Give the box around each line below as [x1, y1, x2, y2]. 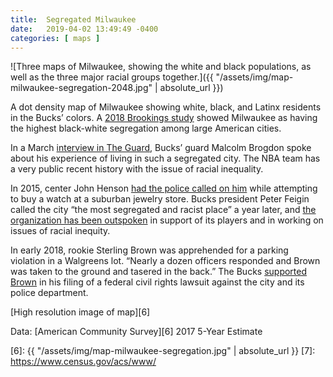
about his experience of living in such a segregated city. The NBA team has [10, 152, 321, 165]
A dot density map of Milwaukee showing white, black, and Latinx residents [10, 101, 322, 113]
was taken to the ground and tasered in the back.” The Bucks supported [10, 266, 308, 278]
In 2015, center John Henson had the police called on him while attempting [10, 182, 318, 195]
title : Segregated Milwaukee [10, 14, 137, 25]
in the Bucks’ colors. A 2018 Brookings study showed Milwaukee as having [10, 112, 318, 124]
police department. [10, 287, 89, 299]
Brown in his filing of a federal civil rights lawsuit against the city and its [10, 276, 305, 288]
